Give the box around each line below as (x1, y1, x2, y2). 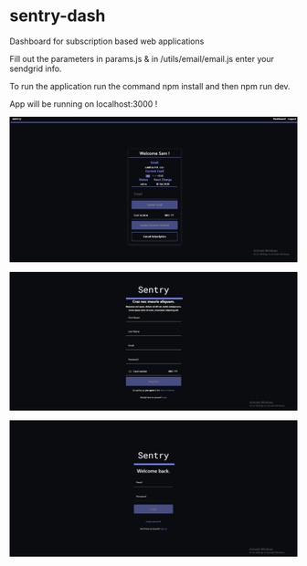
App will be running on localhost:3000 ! (9, 98, 158, 110)
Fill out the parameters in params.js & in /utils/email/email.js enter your (9, 53, 274, 64)
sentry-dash (9, 5, 106, 26)
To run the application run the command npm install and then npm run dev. (9, 80, 291, 91)
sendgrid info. (9, 63, 62, 74)
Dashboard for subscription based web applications (9, 36, 205, 47)
